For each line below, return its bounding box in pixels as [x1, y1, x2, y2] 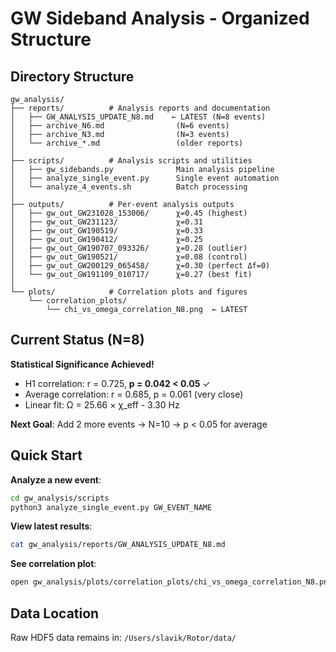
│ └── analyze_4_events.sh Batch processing [10, 182, 248, 192]
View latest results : [10, 520, 93, 532]
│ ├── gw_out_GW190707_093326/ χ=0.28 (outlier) [10, 243, 248, 253]
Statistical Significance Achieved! [10, 358, 155, 370]
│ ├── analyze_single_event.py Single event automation [10, 173, 280, 183]
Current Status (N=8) [10, 332, 145, 349]
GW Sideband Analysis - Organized [10, 7, 310, 30]
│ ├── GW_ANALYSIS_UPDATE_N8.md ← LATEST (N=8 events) [10, 112, 267, 122]
